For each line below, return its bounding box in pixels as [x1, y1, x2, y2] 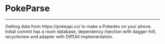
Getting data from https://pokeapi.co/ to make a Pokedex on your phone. [5, 23, 152, 29]
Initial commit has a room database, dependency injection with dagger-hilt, [5, 29, 157, 34]
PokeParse [5, 3, 50, 14]
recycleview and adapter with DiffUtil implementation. [5, 33, 114, 39]
